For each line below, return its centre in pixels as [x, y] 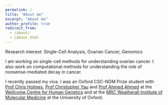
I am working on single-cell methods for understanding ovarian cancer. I [79, 61]
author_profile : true [28, 24]
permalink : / [19, 10]
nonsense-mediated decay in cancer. [43, 72]
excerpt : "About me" [27, 19]
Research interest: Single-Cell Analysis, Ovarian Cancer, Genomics [74, 52]
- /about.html [24, 38]
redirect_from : [21, 28]
